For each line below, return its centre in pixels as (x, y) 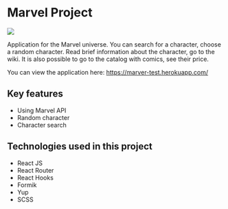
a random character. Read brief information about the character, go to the (111, 51)
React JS (30, 163)
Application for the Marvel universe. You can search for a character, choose (114, 44)
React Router (35, 170)
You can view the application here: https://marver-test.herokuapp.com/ (107, 72)
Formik (27, 185)
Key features (35, 94)
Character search (42, 125)
